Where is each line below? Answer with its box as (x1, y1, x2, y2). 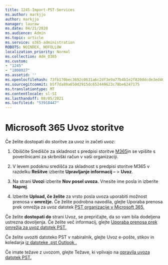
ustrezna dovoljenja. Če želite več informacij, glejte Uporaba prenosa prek (5, 219, 157, 225)
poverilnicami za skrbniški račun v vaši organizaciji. (12, 154, 118, 160)
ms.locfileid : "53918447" (5, 101, 59, 106)
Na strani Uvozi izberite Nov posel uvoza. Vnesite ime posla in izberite (12, 178, 158, 184)
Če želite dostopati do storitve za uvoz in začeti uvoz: (5, 139, 115, 145)
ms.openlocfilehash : (5, 77, 48, 82)
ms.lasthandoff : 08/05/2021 (5, 96, 64, 101)
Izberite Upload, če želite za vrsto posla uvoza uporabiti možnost (12, 193, 147, 199)
